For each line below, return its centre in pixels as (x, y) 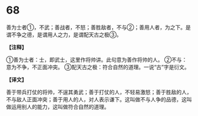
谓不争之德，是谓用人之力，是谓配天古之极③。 (64, 34)
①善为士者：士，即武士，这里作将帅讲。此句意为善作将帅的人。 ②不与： (97, 59)
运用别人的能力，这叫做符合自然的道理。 (60, 107)
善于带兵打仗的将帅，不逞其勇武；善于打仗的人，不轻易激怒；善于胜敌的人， (99, 92)
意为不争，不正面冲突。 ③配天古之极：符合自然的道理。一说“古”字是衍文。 (98, 67)
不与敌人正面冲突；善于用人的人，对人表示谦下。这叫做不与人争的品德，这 (96, 99)
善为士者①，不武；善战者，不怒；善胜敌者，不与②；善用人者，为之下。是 (98, 27)
